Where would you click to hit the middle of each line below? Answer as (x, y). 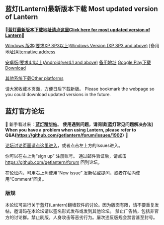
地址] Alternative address (30, 52)
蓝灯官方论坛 (25, 111)
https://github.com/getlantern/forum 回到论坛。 (54, 162)
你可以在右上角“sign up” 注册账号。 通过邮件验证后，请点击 (66, 156)
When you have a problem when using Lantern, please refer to (71, 130)
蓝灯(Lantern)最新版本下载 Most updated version (82, 9)
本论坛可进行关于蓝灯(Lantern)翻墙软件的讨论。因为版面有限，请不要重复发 (82, 205)
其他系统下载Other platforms (34, 78)
